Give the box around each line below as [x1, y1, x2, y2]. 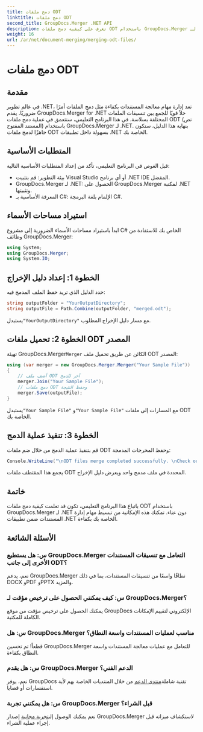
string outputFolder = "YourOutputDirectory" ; [7, 300, 126, 307]
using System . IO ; [7, 256, 51, 262]
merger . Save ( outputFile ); [17, 390, 83, 396]
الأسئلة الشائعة [7, 532, 56, 543]
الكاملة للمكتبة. [7, 614, 41, 621]
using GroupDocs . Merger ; [7, 250, 69, 256]
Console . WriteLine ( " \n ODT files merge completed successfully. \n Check [7, 458, 190, 464]
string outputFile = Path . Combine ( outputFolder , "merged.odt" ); [7, 305, 172, 311]
